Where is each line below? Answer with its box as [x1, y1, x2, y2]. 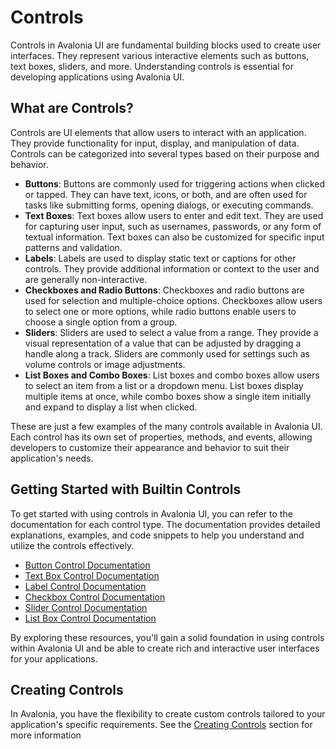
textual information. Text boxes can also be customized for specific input [24, 231, 325, 243]
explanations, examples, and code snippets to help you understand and [10, 529, 305, 541]
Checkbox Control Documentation [24, 591, 166, 603]
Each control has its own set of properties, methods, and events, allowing [10, 431, 313, 443]
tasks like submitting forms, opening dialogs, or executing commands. [24, 199, 314, 211]
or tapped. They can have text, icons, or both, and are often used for [24, 188, 308, 200]
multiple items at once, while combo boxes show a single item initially [24, 390, 312, 402]
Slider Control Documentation [24, 601, 148, 613]
